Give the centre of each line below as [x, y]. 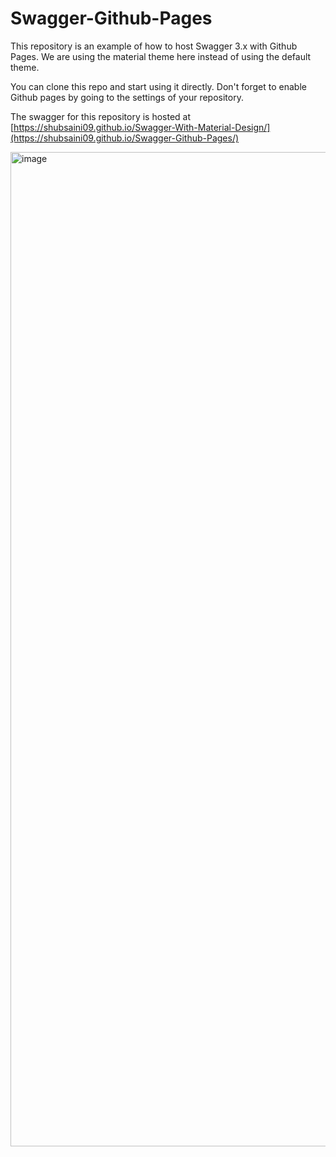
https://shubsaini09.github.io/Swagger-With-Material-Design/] [142, 127]
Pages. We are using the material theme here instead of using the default [161, 56]
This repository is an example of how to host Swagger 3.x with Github [154, 46]
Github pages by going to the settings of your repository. [127, 97]
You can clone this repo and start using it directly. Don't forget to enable [158, 86]
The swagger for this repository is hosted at [101, 116]
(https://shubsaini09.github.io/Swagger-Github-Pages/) [125, 138]
